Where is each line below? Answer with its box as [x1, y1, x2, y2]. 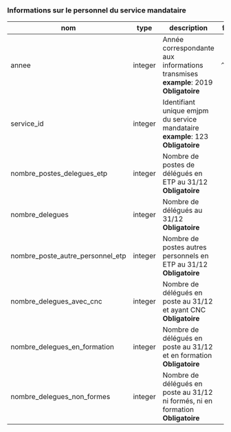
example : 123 [162, 132, 208, 141]
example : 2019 [162, 78, 213, 87]
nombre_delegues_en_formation [10, 342, 115, 352]
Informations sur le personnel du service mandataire [7, 5, 187, 15]
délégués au [162, 205, 203, 215]
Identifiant [162, 98, 196, 107]
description [169, 23, 208, 33]
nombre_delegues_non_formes [10, 392, 111, 402]
